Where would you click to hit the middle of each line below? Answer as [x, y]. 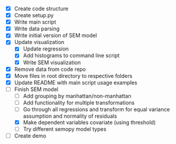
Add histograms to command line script [71, 55]
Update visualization [39, 42]
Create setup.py [34, 15]
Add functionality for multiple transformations [79, 102]
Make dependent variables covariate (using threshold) [89, 122]
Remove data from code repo [50, 69]
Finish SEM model [36, 89]
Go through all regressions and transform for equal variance [96, 109]
